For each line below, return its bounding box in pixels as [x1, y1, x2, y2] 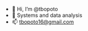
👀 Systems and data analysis [11, 12, 83, 19]
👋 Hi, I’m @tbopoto [11, 6, 58, 12]
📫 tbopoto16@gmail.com [11, 18, 74, 25]
